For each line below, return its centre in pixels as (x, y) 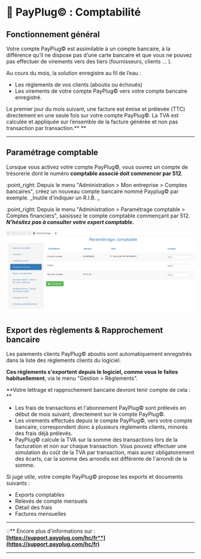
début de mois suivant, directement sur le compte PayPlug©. (90, 414)
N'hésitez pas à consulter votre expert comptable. (70, 222)
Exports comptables (39, 495)
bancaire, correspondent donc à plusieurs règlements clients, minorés (101, 427)
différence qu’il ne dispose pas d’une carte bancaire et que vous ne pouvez (99, 55)
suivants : (18, 483)
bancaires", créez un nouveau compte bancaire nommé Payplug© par (92, 191)
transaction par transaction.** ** (46, 128)
